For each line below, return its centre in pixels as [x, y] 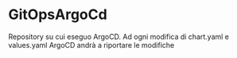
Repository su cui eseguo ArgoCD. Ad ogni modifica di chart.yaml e [118, 37]
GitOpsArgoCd [58, 15]
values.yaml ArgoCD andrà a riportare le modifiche [91, 44]
